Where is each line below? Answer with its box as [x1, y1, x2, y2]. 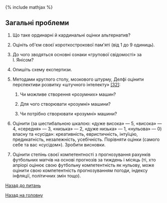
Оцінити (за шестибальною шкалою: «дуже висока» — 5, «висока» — [12, 120, 162, 126]
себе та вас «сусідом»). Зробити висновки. [12, 141, 106, 147]
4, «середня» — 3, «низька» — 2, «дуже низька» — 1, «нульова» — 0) [12, 125, 162, 132]
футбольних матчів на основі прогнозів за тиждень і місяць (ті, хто [12, 156, 156, 162]
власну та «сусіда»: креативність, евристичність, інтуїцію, [12, 131, 138, 137]
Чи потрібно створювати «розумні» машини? [20, 110, 117, 117]
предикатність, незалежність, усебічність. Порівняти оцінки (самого [12, 136, 160, 142]
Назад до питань [5, 182, 41, 188]
